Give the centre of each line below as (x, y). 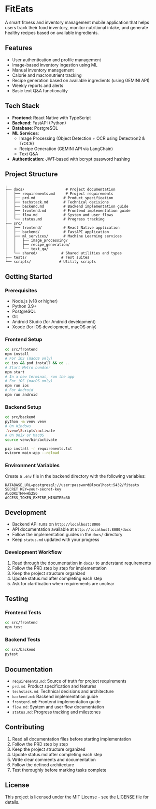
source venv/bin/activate (31, 440)
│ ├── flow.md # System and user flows (59, 215)
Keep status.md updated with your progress (56, 539)
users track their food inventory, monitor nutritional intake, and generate (77, 27)
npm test (14, 627)
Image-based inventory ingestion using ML (55, 65)
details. (12, 802)
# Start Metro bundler (28, 368)
